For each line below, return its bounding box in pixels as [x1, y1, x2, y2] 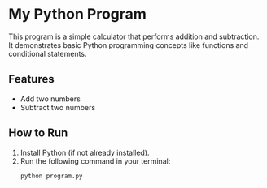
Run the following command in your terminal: [20, 156, 171, 166]
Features [8, 72, 55, 86]
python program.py [20, 172, 83, 180]
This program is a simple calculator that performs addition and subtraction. [8, 32, 260, 41]
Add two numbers [20, 94, 81, 104]
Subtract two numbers [20, 102, 96, 112]
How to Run [8, 126, 68, 140]
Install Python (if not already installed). [20, 147, 150, 157]
